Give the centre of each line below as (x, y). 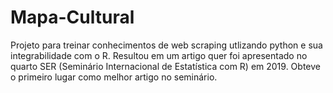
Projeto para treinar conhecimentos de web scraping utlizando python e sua (166, 45)
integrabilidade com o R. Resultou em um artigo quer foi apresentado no (159, 55)
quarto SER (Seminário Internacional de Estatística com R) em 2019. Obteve (165, 66)
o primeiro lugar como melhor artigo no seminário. (114, 77)
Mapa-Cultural (72, 17)
